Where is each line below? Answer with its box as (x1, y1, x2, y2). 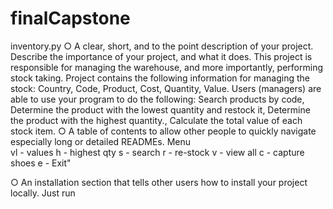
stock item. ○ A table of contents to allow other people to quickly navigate (10, 125, 317, 137)
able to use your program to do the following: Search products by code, (10, 93, 305, 105)
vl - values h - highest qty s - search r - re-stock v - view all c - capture (10, 146, 305, 158)
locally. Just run (10, 187, 76, 199)
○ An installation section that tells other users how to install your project (10, 176, 308, 188)
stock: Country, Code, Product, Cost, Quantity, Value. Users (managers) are (10, 82, 322, 94)
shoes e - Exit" (10, 157, 72, 169)
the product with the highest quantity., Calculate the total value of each (10, 114, 303, 126)
